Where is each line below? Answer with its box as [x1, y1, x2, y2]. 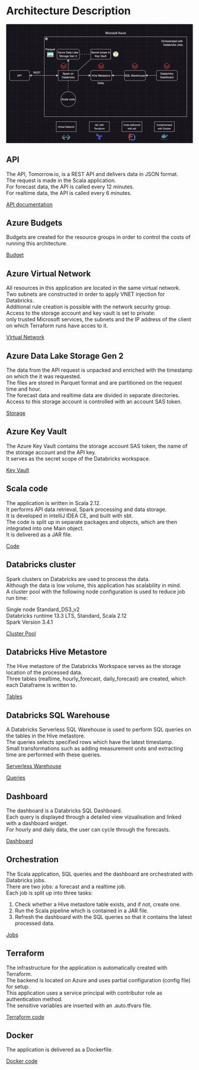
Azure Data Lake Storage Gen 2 [6, 351, 124, 361]
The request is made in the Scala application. [6, 177, 117, 184]
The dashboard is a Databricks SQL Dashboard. [6, 807, 123, 814]
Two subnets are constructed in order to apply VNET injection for [6, 290, 165, 298]
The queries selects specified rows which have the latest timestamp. [6, 739, 174, 746]
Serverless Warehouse [6, 763, 62, 770]
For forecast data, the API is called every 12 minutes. [6, 183, 134, 190]
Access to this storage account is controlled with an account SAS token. [6, 398, 182, 405]
